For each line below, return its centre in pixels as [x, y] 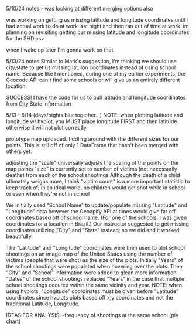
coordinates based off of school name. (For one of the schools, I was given [97, 217]
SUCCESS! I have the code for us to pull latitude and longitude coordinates [96, 97]
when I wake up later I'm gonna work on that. [61, 50]
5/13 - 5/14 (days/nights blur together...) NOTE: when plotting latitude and [94, 115]
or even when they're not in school [48, 194]
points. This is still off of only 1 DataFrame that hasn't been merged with [92, 145]
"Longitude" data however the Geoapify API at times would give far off [91, 211]
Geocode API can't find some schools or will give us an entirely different [93, 80]
